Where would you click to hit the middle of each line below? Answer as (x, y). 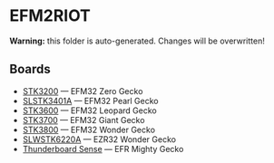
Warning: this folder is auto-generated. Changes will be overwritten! (137, 41)
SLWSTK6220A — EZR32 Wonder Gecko (99, 139)
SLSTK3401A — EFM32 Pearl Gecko (90, 101)
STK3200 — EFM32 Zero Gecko (83, 91)
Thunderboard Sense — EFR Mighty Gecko (103, 149)
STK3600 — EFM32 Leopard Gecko (89, 110)
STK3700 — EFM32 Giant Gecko (83, 120)
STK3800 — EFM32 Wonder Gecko (89, 129)
